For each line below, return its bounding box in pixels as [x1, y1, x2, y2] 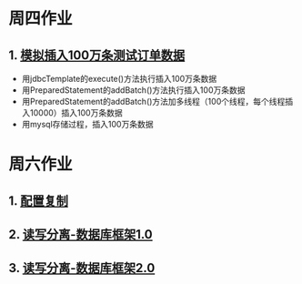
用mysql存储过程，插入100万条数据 [21, 119, 154, 129]
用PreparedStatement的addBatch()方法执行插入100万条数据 [21, 85, 246, 96]
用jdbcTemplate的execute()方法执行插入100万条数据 [21, 74, 217, 84]
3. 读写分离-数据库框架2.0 [8, 260, 156, 276]
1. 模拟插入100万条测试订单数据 [8, 47, 186, 63]
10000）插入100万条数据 [29, 107, 124, 118]
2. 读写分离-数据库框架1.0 [8, 227, 154, 242]
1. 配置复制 [8, 193, 69, 208]
